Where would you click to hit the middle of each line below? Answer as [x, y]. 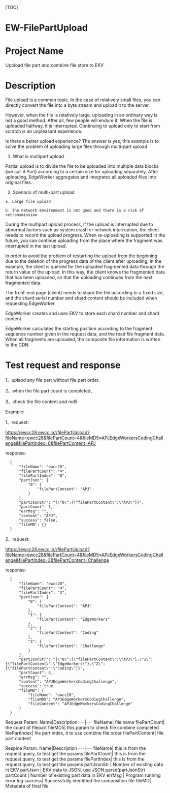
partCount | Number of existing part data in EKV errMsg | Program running [83, 775]
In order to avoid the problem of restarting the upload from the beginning [81, 256]
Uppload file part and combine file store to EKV [55, 65]
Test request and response [63, 365]
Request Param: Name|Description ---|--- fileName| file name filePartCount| [85, 722]
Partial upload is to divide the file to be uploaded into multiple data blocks [82, 166]
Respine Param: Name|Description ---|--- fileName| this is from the [76, 748]
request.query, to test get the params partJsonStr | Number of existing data [84, 764]
